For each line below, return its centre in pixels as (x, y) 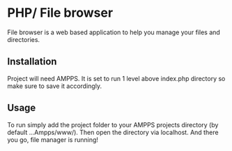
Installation (32, 62)
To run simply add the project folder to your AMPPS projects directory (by (113, 124)
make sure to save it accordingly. (55, 86)
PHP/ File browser (60, 13)
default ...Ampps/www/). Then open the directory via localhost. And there (113, 132)
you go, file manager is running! (53, 139)
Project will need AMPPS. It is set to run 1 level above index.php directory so (116, 78)
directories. (24, 39)
